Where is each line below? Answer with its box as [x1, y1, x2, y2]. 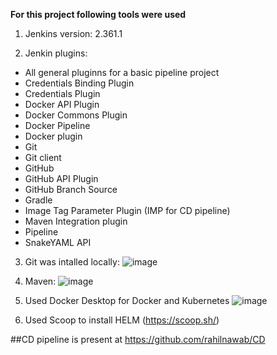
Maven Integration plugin [24, 215, 128, 227]
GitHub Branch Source [24, 184, 118, 195]
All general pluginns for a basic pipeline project [24, 67, 220, 78]
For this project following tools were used [10, 9, 187, 20]
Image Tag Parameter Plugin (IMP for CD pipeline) [24, 205, 231, 216]
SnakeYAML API [24, 237, 92, 248]
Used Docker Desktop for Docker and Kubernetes [24, 295, 230, 306]
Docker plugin [24, 130, 83, 142]
